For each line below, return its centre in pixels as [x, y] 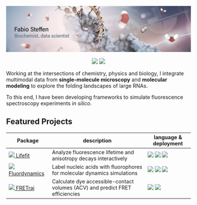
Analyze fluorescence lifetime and [93, 152]
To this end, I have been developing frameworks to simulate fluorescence [95, 97]
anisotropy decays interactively [90, 158]
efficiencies [66, 194]
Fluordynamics [27, 173]
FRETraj [25, 188]
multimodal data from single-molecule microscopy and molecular [87, 79]
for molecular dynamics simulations [95, 173]
